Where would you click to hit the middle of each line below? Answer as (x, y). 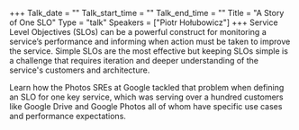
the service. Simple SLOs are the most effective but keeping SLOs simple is (149, 51)
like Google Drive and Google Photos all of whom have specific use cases (146, 106)
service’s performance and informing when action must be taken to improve (150, 41)
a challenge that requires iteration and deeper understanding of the (134, 61)
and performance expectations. (68, 116)
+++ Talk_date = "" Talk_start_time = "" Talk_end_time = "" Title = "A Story (147, 13)
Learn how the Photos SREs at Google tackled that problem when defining (147, 87)
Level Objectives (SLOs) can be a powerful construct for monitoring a (138, 32)
